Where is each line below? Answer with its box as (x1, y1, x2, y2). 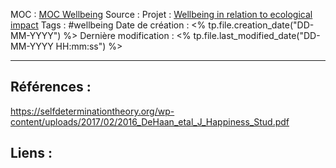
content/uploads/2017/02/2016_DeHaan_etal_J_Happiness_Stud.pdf (10, 115, 290, 128)
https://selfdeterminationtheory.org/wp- (10, 105, 175, 117)
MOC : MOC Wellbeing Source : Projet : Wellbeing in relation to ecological (10, 9, 313, 20)
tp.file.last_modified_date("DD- (193, 30, 321, 41)
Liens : (10, 145, 53, 162)
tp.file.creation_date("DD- (208, 19, 315, 31)
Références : (10, 79, 92, 96)
